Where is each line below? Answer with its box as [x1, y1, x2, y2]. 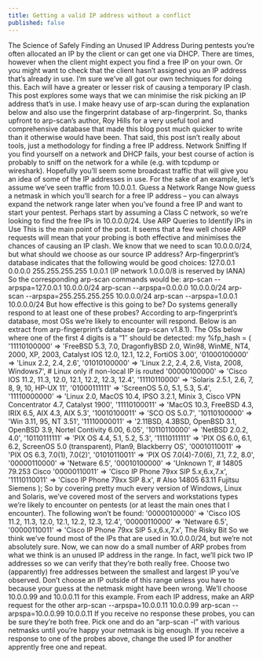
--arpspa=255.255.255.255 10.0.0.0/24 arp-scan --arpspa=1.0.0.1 [25, 291, 238, 300]
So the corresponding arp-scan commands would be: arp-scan [8, 274, 214, 284]
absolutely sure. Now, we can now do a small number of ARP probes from [8, 542, 247, 551]
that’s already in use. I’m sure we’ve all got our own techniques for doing [8, 74, 243, 83]
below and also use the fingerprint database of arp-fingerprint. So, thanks [8, 107, 247, 116]
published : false [8, 19, 65, 27]
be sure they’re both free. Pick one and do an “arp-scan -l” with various [8, 617, 240, 626]
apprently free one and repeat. [8, 642, 108, 651]
